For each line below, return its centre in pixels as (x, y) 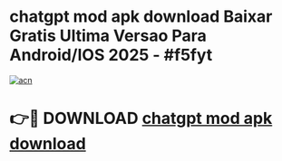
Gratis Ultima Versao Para (108, 36)
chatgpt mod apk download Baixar (141, 17)
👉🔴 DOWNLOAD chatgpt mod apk (141, 118)
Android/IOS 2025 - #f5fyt (111, 55)
